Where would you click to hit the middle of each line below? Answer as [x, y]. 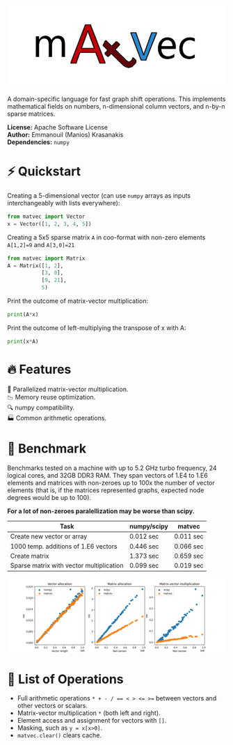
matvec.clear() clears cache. [59, 735]
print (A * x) [23, 315]
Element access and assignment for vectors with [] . [92, 721]
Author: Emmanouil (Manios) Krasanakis [65, 135]
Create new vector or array [49, 536]
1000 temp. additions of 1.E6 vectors [64, 546]
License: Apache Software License [58, 127]
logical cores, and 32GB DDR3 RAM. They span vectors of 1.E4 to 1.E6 [108, 475]
